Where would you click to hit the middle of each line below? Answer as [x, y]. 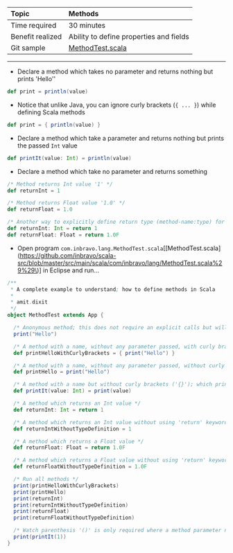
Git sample [28, 48]
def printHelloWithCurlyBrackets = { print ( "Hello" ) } [94, 353]
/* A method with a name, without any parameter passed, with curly [114, 346]
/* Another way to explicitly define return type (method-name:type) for [116, 222]
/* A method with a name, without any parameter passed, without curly [119, 366]
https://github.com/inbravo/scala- [68, 255]
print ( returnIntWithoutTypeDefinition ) [71, 505]
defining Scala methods [51, 112]
